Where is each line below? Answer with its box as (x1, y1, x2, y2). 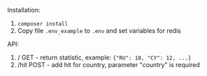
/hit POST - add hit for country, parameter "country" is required (17, 61, 201, 68)
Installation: (7, 6, 41, 14)
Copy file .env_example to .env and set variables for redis (17, 27, 182, 35)
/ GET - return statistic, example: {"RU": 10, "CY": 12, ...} (17, 53, 192, 61)
